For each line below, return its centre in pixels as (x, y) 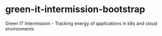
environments (20, 28)
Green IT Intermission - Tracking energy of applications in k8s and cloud (81, 23)
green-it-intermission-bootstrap (75, 9)
